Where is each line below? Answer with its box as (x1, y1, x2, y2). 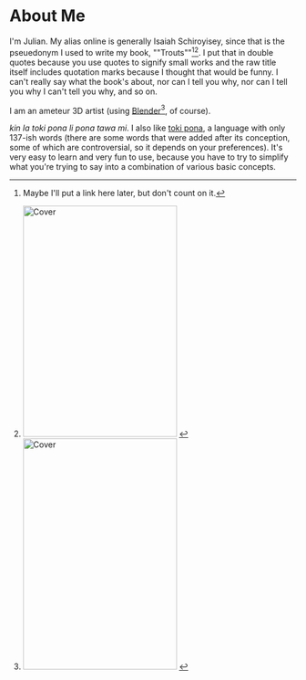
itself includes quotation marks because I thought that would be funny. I (9, 66, 279, 78)
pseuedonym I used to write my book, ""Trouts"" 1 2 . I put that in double (9, 45, 274, 58)
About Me (9, 5, 86, 26)
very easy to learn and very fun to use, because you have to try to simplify (9, 152, 289, 162)
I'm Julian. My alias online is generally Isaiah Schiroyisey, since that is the (9, 36, 285, 47)
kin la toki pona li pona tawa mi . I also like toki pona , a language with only (9, 122, 286, 133)
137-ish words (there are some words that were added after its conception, (9, 132, 291, 143)
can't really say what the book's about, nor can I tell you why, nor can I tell (9, 76, 289, 87)
